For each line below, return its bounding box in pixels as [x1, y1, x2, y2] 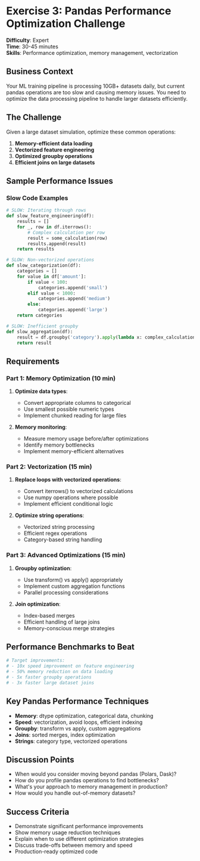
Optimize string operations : [14, 512, 85, 519]
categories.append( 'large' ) [37, 307, 108, 313]
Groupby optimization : [14, 565, 72, 572]
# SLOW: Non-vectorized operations [6, 257, 95, 263]
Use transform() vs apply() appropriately [23, 576, 123, 583]
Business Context [6, 67, 73, 77]
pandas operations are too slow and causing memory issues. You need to [6, 88, 186, 96]
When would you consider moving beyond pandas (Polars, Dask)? [14, 770, 177, 778]
